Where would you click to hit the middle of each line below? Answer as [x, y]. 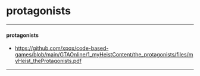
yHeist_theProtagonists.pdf [48, 61]
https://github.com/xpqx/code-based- [62, 48]
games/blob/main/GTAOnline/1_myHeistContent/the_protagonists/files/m [104, 55]
